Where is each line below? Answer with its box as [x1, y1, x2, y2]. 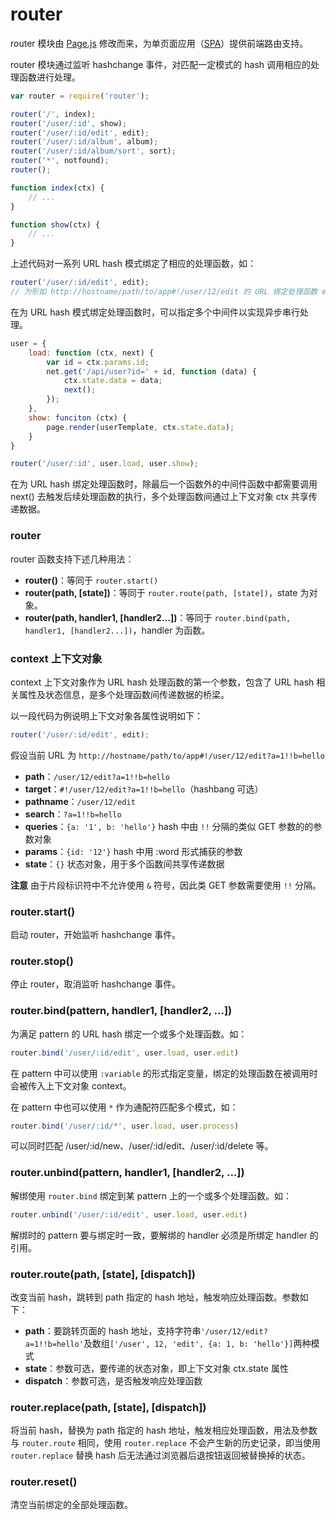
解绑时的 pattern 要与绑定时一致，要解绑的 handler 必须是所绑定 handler [10, 1229, 308, 1241]
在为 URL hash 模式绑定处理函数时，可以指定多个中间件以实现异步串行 [10, 306, 300, 318]
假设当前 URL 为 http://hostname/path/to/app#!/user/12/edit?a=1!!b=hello [10, 749, 325, 761]
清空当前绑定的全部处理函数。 [10, 1499, 133, 1511]
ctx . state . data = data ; [63, 376, 163, 386]
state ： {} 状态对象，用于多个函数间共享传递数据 [24, 858, 225, 870]
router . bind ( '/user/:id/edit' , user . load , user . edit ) [10, 1048, 240, 1058]
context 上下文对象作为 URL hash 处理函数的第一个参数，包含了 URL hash [10, 676, 315, 688]
